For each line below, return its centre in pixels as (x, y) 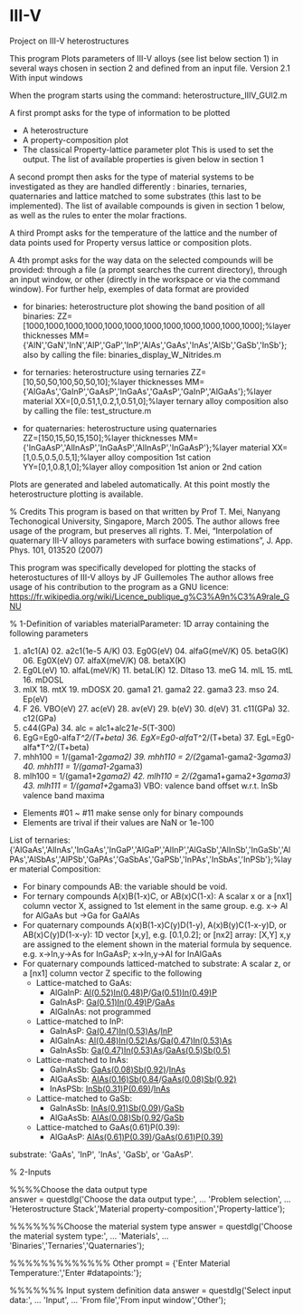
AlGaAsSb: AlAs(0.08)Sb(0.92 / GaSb (117, 1117)
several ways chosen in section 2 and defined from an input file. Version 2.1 (150, 68)
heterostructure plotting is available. (76, 494)
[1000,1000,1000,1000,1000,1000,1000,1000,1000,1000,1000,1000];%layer (156, 325)
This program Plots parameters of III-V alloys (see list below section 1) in (144, 58)
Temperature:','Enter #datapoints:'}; (76, 1272)
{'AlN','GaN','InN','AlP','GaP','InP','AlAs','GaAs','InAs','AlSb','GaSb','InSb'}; (155, 344)
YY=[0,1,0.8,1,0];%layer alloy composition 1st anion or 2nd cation (142, 467)
